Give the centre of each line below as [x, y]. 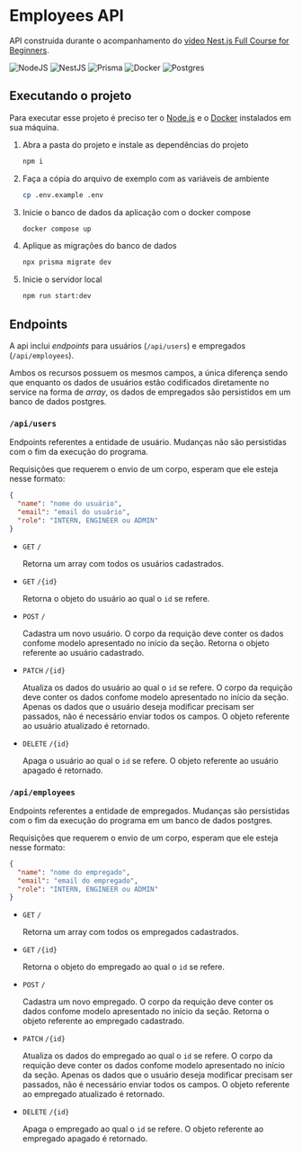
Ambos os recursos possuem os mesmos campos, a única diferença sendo [149, 372]
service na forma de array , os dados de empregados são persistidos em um [150, 392]
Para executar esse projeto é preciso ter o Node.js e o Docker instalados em [151, 117]
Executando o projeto [71, 96]
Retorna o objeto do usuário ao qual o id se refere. [116, 598]
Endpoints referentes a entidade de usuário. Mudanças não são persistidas [148, 442]
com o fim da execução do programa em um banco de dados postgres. [141, 820]
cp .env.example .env [62, 195]
